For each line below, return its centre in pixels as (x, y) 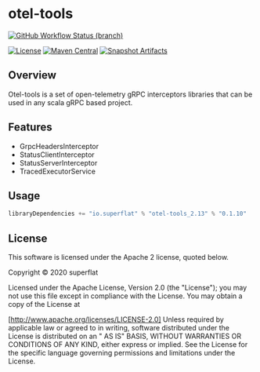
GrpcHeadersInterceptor (59, 146)
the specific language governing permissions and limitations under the (122, 353)
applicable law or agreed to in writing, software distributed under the (119, 328)
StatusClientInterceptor (57, 155)
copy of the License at (44, 305)
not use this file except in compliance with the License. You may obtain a (125, 296)
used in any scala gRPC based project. (70, 102)
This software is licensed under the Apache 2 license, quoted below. (119, 257)
